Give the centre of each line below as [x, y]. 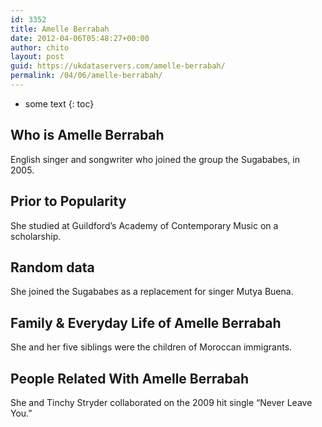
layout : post [37, 57]
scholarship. [36, 236]
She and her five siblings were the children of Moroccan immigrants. [151, 347]
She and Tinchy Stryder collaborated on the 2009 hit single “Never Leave [161, 402]
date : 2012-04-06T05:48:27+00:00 [80, 38]
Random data [52, 267]
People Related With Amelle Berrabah [130, 378]
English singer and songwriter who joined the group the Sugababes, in [155, 159]
